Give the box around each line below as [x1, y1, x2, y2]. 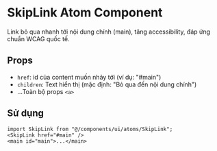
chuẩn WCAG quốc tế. [7, 34, 70, 43]
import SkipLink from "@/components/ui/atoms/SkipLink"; [7, 126, 173, 132]
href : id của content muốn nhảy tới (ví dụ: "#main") [16, 73, 162, 81]
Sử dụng [7, 108, 44, 119]
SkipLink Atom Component [7, 5, 163, 21]
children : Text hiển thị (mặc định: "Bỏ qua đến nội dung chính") [16, 80, 197, 89]
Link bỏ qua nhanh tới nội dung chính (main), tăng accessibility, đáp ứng [7, 27, 211, 36]
